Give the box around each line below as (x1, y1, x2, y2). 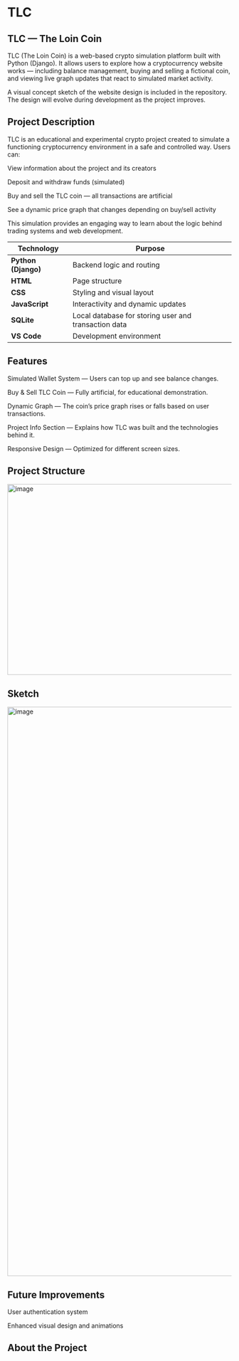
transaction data (72, 319, 127, 329)
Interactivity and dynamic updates (72, 299, 186, 309)
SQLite (11, 314, 34, 324)
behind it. (7, 430, 36, 439)
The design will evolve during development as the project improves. (7, 95, 206, 104)
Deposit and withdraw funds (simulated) (7, 177, 125, 186)
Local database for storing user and (72, 310, 192, 320)
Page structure (72, 275, 122, 285)
